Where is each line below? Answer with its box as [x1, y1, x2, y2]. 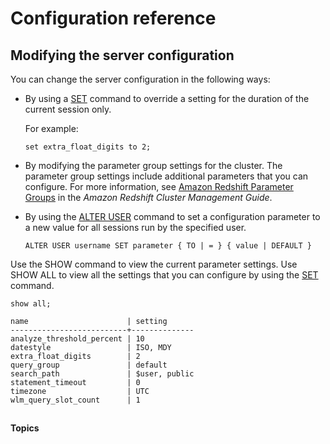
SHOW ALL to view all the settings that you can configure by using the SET [10, 269, 319, 281]
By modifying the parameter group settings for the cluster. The [24, 160, 283, 171]
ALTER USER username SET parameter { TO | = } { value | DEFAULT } [24, 241, 312, 251]
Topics [10, 422, 40, 434]
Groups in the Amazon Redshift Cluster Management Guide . [24, 192, 273, 203]
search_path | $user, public [10, 369, 195, 379]
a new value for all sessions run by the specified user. [24, 222, 247, 233]
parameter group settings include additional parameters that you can [24, 170, 309, 182]
